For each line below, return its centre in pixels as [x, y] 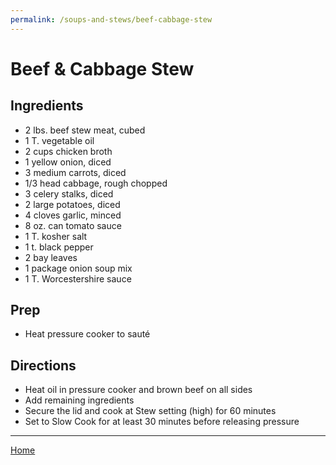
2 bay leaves [51, 257]
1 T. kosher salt [56, 236]
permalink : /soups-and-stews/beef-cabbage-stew [111, 19]
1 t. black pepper [59, 247]
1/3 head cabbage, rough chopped [96, 183]
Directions [43, 365]
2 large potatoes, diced [72, 204]
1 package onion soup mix [78, 268]
